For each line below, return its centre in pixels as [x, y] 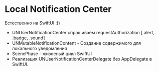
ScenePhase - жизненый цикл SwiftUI [52, 54]
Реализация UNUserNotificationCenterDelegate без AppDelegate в [82, 59]
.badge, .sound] [28, 38]
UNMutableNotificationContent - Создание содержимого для [76, 43]
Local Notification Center [58, 9]
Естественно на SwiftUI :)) [32, 23]
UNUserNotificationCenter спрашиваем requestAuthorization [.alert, [83, 32]
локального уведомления [39, 48]
